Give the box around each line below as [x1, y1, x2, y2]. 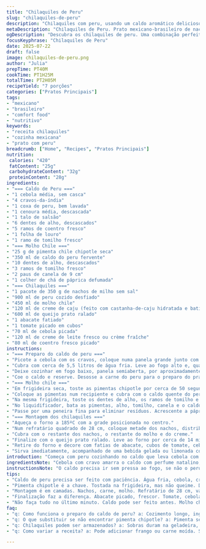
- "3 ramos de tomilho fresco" [6, 266, 86, 272]
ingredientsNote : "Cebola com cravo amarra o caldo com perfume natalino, [6, 459, 202, 466]
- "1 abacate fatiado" [6, 317, 64, 323]
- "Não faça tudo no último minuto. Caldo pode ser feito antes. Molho [6, 499, 193, 506]
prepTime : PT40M [6, 66, 48, 72]
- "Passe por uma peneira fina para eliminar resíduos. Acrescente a [6, 409, 188, 415]
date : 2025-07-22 [6, 44, 51, 50]
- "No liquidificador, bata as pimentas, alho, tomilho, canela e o [6, 402, 185, 409]
